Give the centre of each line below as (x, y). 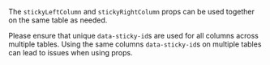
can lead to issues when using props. (71, 53)
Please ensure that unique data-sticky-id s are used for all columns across (134, 36)
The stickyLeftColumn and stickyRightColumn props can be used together (132, 12)
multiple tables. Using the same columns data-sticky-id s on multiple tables (135, 44)
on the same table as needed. (58, 20)
